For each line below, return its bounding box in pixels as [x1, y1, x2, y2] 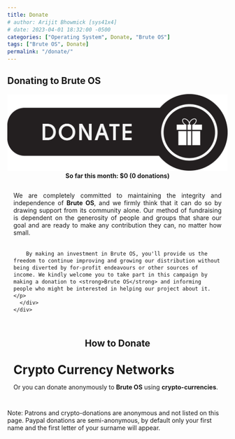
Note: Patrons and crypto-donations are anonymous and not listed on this [7, 409, 219, 417]
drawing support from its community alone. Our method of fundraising [13, 206, 222, 214]
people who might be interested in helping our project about [13, 285, 199, 292]
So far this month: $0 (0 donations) [65, 172, 170, 180]
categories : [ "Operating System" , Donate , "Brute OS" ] [7, 34, 171, 41]
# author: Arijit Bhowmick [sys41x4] [7, 18, 117, 26]
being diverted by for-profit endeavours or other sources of [13, 264, 199, 271]
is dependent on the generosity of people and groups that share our [13, 214, 222, 222]
